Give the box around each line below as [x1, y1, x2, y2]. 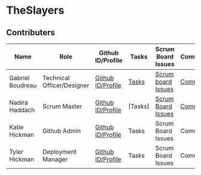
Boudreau [9, 81, 37, 90]
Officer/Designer [42, 81, 90, 90]
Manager [42, 155, 68, 163]
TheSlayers [6, 4, 65, 17]
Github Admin [42, 127, 81, 135]
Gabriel [9, 74, 30, 82]
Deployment [42, 148, 77, 156]
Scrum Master [42, 102, 83, 110]
